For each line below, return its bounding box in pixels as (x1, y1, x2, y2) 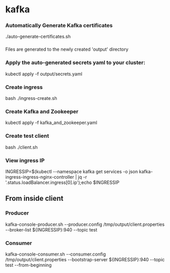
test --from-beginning (5, 262, 52, 268)
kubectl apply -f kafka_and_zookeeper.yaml (5, 119, 97, 126)
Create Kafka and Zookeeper (5, 108, 78, 115)
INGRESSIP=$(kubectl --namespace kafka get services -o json (5, 168, 138, 175)
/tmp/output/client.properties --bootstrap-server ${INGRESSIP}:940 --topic (5, 256, 165, 262)
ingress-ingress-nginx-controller (5, 174, 74, 180)
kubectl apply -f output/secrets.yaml (5, 71, 83, 77)
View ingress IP (5, 157, 45, 164)
